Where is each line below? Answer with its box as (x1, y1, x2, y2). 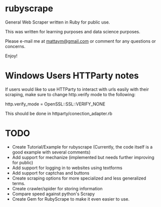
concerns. (5, 43, 26, 49)
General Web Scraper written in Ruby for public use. (5, 19, 110, 25)
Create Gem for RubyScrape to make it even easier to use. (12, 196, 130, 202)
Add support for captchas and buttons (12, 170, 90, 176)
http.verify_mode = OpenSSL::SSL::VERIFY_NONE (5, 101, 106, 107)
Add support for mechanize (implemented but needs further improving (12, 154, 155, 160)
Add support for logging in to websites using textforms (12, 165, 122, 171)
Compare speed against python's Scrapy (12, 191, 95, 197)
